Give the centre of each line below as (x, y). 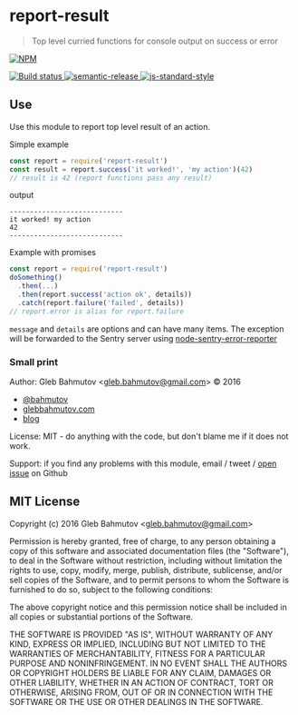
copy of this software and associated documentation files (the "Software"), (149, 551)
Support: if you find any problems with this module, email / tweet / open (143, 463)
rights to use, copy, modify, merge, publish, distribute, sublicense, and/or (146, 570)
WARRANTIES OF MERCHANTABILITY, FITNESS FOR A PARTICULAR (137, 653)
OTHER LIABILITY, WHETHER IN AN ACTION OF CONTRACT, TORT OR (141, 682)
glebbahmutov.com (58, 409)
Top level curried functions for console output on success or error (154, 41)
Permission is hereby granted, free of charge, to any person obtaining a (143, 541)
